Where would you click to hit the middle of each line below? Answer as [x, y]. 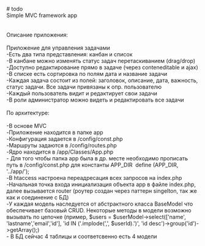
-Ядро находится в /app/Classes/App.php [60, 152]
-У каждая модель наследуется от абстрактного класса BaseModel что [100, 204]
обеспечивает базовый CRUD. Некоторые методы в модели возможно [99, 210]
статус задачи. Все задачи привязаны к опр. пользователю [84, 87]
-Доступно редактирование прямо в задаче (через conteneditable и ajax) [102, 67]
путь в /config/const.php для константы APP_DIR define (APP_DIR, [92, 165]
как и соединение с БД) [38, 197]
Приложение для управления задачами [58, 48]
